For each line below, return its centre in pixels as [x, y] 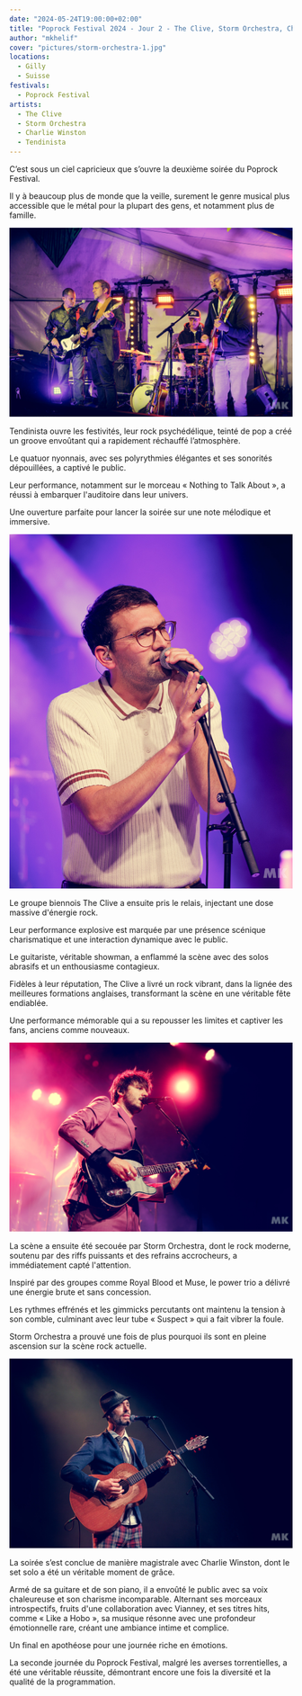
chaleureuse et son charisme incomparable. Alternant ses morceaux [136, 1599]
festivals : [30, 85]
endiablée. [29, 1003]
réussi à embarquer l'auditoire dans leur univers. [99, 495]
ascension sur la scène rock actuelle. [78, 1346]
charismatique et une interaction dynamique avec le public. [119, 939]
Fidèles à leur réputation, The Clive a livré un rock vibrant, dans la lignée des [151, 984]
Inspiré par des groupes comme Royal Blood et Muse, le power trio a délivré [150, 1283]
